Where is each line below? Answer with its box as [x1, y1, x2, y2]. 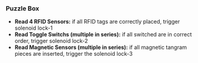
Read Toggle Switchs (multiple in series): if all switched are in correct [14, 31, 193, 38]
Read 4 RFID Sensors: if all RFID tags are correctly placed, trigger [14, 18, 180, 25]
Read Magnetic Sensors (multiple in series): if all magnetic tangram [14, 44, 187, 51]
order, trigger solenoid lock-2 [14, 38, 88, 45]
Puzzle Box [5, 4, 40, 13]
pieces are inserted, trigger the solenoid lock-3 [14, 50, 133, 58]
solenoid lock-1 [14, 24, 53, 31]
